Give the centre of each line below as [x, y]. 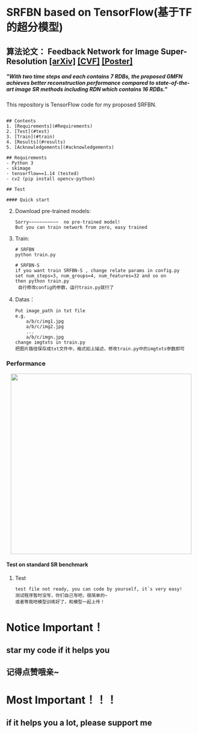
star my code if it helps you [58, 650]
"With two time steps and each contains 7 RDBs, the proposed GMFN [94, 76]
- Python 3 [20, 163]
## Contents [21, 121]
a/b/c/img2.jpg [45, 326]
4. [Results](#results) [36, 142]
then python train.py [42, 281]
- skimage [19, 168]
